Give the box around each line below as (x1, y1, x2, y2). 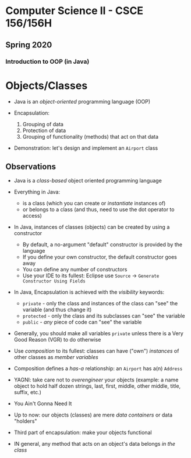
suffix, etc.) (13, 389, 42, 396)
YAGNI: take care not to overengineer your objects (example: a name (13, 376, 179, 384)
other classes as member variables (13, 354, 98, 361)
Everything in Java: (13, 188, 61, 195)
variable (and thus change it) (22, 306, 92, 314)
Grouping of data (22, 121, 63, 128)
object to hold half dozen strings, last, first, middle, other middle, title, (13, 383, 181, 390)
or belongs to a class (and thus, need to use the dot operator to (22, 206, 175, 213)
